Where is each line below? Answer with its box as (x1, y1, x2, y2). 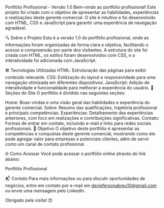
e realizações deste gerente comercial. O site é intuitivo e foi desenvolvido (5, 15, 156, 20)
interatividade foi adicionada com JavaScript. (5, 57, 97, 63)
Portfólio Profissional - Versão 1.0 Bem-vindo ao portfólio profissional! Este (5, 4, 156, 10)
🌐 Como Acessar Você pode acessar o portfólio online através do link (5, 151, 146, 156)
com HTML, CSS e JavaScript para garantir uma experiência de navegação (5, 20, 157, 26)
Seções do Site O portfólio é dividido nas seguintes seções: (5, 90, 126, 96)
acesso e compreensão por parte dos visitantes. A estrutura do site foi (5, 47, 148, 53)
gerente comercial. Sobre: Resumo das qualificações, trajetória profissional (5, 105, 157, 110)
